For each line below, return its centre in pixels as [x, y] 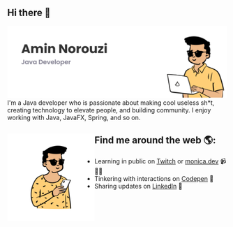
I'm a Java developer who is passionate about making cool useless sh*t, [111, 103]
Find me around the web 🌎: [155, 140]
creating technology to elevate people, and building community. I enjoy [109, 110]
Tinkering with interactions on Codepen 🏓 [154, 178]
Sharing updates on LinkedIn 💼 [138, 186]
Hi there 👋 [29, 13]
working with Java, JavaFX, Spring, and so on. [74, 117]
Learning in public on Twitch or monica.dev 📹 [160, 161]
